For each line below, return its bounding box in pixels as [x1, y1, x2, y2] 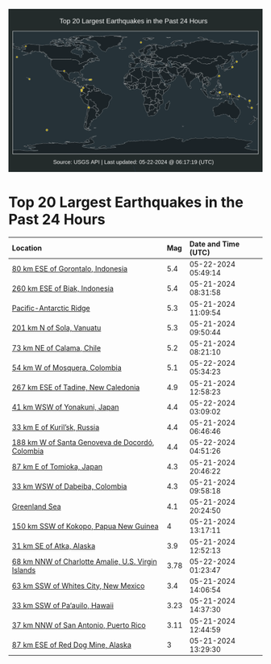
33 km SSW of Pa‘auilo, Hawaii [11, 600, 115, 610]
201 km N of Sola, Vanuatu [11, 323, 102, 333]
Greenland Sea [11, 502, 62, 511]
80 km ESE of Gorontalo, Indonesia [11, 263, 127, 273]
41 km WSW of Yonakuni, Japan [11, 402, 119, 412]
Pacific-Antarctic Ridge [11, 304, 90, 313]
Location [11, 243, 43, 253]
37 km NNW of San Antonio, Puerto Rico [11, 620, 147, 630]
